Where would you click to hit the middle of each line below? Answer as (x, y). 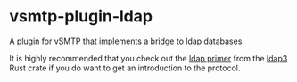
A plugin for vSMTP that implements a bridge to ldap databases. (127, 41)
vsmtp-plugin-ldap (81, 16)
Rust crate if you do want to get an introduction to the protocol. (125, 68)
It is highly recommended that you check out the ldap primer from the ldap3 (148, 58)
